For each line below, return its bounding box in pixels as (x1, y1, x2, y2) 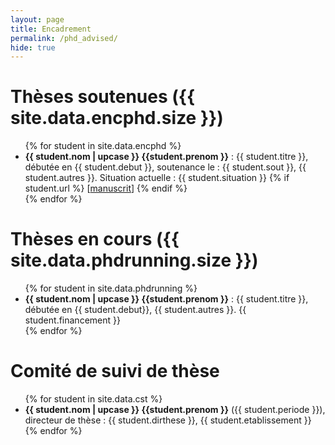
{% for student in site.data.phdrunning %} (24, 282, 198, 295)
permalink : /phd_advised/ (10, 33, 118, 43)
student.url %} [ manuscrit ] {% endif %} (24, 182, 188, 195)
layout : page (10, 14, 65, 25)
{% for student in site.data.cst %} (24, 393, 163, 405)
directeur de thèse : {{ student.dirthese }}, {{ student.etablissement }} (24, 414, 312, 426)
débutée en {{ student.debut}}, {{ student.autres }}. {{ (24, 304, 247, 316)
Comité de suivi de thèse (10, 360, 220, 383)
